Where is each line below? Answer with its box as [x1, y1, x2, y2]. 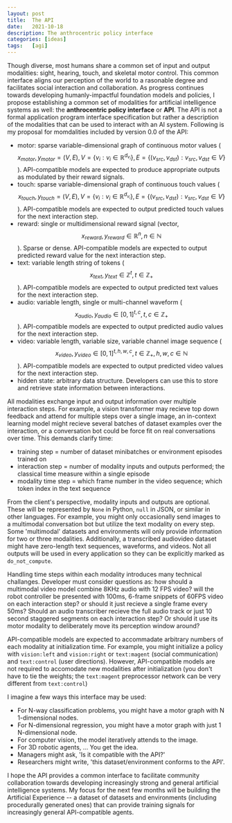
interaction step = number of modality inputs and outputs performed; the [17, 462, 225, 470]
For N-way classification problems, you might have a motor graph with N [17, 706, 225, 714]
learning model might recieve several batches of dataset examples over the [7, 419, 222, 427]
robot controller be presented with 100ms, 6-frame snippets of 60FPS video [7, 592, 224, 600]
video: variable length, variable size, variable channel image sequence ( [17, 337, 222, 345]
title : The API [7, 17, 54, 24]
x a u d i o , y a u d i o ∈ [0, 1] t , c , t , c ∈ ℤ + [75, 309, 168, 320]
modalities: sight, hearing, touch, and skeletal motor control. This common [7, 69, 220, 77]
